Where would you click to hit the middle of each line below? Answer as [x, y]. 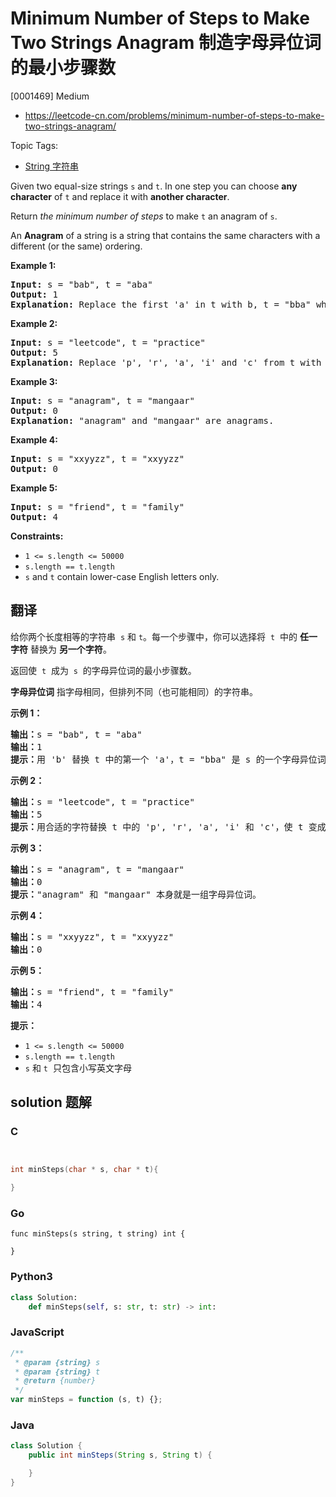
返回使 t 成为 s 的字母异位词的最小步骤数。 [103, 670]
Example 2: [34, 323]
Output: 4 [34, 516]
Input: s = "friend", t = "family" [97, 506]
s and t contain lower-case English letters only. [122, 576]
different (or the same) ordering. [76, 246]
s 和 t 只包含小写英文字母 [78, 1068]
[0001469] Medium [50, 96]
